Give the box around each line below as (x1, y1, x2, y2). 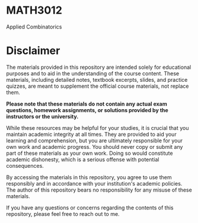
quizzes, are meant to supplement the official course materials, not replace (6, 82, 189, 90)
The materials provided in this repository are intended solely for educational (6, 63, 191, 71)
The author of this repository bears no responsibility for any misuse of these (6, 186, 193, 193)
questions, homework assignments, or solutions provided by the (6, 106, 169, 113)
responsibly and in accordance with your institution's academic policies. (6, 180, 183, 187)
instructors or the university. (6, 113, 79, 120)
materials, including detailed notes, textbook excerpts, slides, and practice (6, 76, 188, 83)
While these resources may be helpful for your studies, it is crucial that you (6, 124, 189, 131)
